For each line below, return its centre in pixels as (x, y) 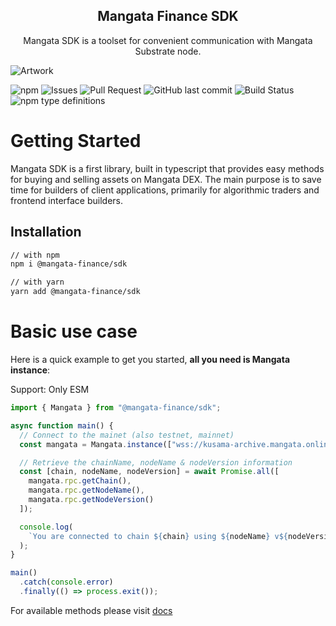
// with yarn (37, 282)
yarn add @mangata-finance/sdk (75, 292)
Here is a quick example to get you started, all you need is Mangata (150, 359)
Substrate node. (168, 51)
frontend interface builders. (67, 200)
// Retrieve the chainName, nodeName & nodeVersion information (156, 462)
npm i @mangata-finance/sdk (69, 264)
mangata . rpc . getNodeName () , (86, 490)
